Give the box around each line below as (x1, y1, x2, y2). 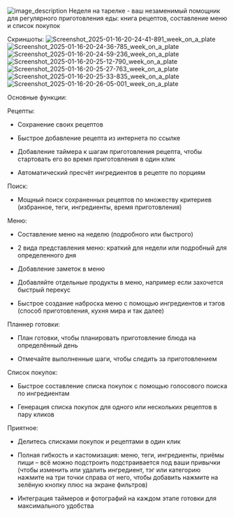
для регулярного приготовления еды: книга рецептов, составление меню (7, 14, 228, 22)
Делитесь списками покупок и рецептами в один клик (17, 437, 181, 446)
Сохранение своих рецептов (17, 120, 103, 129)
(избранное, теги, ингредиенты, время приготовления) (17, 203, 182, 211)
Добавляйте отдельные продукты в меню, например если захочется (17, 278, 224, 286)
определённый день (17, 341, 78, 349)
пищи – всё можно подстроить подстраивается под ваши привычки (17, 458, 221, 467)
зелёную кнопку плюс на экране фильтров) (17, 481, 148, 489)
